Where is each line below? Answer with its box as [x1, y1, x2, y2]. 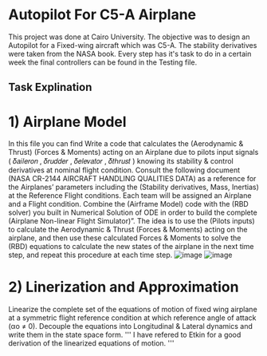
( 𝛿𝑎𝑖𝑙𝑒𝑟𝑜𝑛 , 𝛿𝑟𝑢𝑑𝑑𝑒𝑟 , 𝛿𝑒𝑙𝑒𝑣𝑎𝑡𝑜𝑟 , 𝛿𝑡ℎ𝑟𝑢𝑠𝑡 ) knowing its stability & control [8, 156, 234, 166]
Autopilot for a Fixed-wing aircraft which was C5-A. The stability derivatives [8, 40, 257, 49]
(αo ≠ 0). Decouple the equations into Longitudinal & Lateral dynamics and [8, 322, 253, 331]
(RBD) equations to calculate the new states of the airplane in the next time [8, 242, 254, 251]
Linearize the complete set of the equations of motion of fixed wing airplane [8, 305, 257, 314]
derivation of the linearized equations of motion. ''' [8, 338, 175, 348]
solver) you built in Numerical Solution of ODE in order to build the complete [8, 208, 257, 217]
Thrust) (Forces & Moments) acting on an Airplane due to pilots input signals [8, 148, 259, 157]
